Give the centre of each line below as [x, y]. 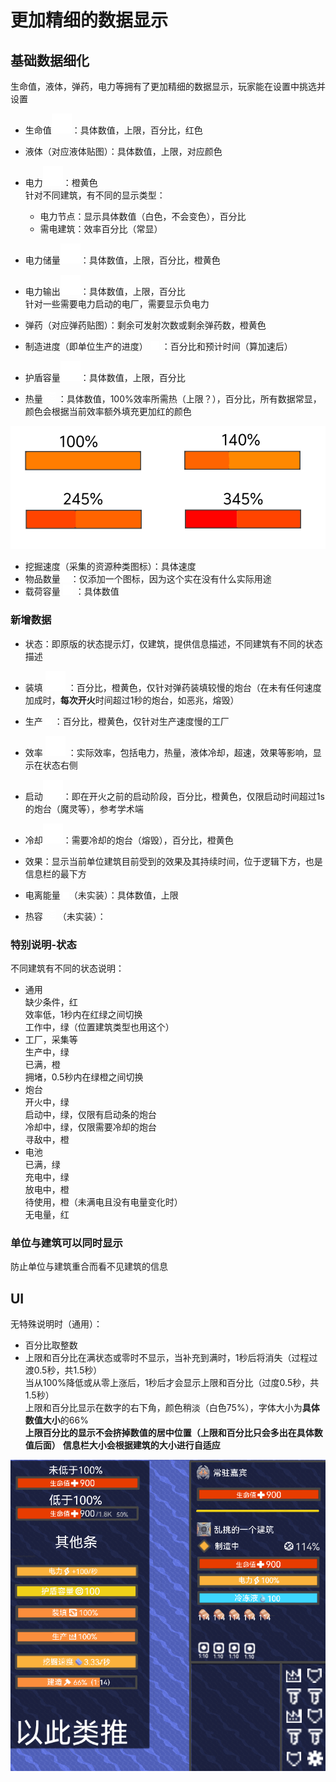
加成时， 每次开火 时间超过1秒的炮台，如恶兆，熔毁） [132, 700]
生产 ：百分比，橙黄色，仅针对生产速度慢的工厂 [127, 721]
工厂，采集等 [51, 1039]
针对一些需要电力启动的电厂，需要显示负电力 [117, 304]
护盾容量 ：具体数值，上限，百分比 [105, 377]
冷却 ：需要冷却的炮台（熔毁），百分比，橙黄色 [129, 840]
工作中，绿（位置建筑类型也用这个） [99, 1027]
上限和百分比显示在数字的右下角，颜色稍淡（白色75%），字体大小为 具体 [172, 1408]
